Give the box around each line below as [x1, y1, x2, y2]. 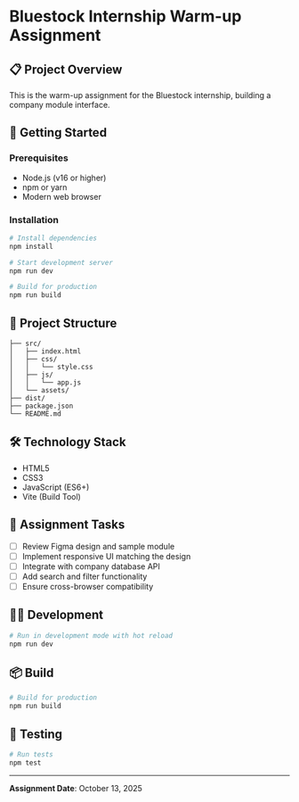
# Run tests [9, 749, 53, 759]
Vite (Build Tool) [21, 491, 82, 501]
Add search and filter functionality [21, 571, 148, 582]
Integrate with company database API [21, 560, 160, 572]
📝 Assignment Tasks [9, 517, 125, 533]
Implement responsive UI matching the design [21, 550, 191, 561]
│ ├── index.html [9, 347, 82, 356]
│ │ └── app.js [9, 378, 82, 387]
